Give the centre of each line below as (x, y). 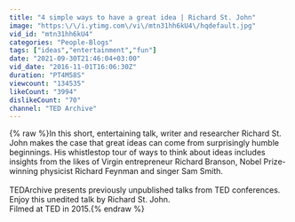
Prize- (275, 162)
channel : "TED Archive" (53, 108)
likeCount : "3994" (43, 91)
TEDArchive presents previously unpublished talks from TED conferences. (145, 190)
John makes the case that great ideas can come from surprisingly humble (144, 143)
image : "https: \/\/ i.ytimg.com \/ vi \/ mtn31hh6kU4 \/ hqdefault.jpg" (132, 26)
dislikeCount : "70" (45, 100)
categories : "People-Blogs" (61, 42)
